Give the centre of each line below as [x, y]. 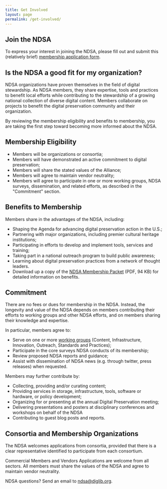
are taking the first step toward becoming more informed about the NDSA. [81, 126]
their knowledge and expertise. [37, 321]
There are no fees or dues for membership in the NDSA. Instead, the [75, 305]
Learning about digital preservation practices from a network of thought [86, 261]
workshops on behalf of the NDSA [48, 413]
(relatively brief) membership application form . [53, 57]
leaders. [21, 266]
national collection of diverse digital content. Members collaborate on [77, 100]
